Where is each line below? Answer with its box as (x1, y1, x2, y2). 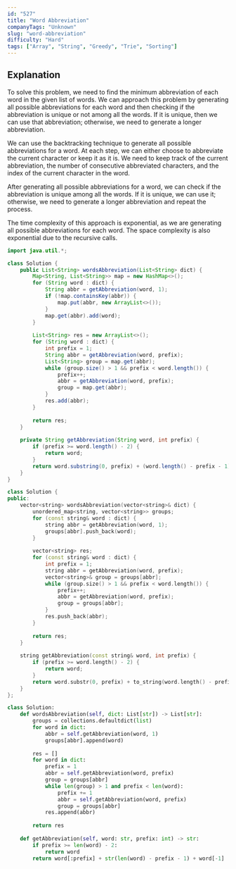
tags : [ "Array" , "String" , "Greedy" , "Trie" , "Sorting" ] (7, 43, 178, 50)
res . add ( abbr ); (44, 397, 90, 405)
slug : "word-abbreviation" (7, 30, 86, 37)
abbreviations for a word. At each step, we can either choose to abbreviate (7, 146, 223, 155)
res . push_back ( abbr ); (44, 613, 109, 620)
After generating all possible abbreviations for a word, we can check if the (7, 182, 221, 191)
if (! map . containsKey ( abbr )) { (44, 293, 137, 300)
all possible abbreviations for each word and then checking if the (7, 103, 195, 111)
